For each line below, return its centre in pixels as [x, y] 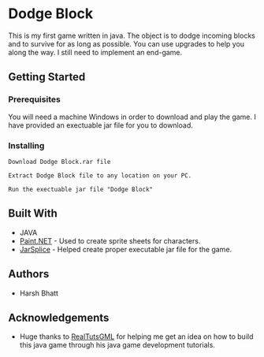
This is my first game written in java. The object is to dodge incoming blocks [132, 35]
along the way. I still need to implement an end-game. [95, 52]
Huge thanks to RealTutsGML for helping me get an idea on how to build [136, 337]
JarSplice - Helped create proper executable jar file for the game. [126, 249]
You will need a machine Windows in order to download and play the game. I [132, 117]
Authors [29, 274]
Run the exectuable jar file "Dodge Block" [81, 189]
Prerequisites [34, 99]
